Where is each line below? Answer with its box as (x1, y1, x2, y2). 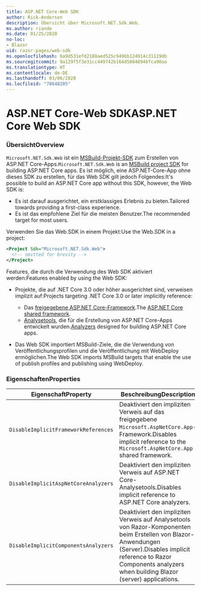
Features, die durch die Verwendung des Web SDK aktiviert (6, 268, 153, 275)
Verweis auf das (119, 408, 165, 416)
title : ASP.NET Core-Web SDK (6, 8, 79, 15)
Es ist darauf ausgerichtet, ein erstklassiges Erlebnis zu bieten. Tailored (14, 198, 190, 205)
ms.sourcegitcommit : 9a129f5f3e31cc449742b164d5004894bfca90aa (6, 59, 167, 65)
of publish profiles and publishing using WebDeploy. (14, 360, 144, 368)
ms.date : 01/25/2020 (6, 31, 58, 37)
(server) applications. (119, 575, 179, 583)
